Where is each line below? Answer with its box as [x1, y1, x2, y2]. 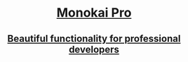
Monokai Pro [56, 5, 132, 21]
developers [68, 43, 120, 55]
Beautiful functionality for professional [7, 33, 181, 45]
